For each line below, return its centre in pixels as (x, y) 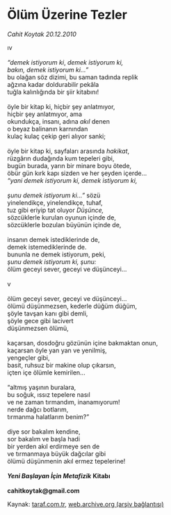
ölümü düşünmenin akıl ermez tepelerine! (66, 461)
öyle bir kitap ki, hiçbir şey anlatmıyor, (61, 106)
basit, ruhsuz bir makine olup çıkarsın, (62, 365)
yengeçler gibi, (28, 357)
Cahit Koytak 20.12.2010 (42, 34)
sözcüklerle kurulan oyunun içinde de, (62, 217)
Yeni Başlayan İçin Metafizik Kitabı (59, 475)
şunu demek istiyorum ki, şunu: (52, 261)
